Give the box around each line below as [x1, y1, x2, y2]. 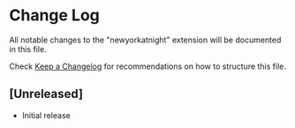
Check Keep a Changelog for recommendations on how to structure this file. [9, 61, 287, 72]
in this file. [9, 43, 47, 54]
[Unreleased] [9, 87, 84, 102]
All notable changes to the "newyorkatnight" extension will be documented [9, 34, 282, 45]
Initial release [21, 109, 71, 120]
